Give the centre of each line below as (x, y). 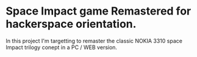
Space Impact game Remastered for (99, 11)
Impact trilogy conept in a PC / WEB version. (61, 47)
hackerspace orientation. (71, 24)
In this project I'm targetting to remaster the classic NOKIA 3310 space (94, 41)
